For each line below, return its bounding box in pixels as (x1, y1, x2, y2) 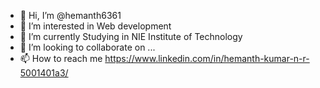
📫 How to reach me (19, 53, 103, 64)
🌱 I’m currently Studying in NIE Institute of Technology (19, 31, 243, 42)
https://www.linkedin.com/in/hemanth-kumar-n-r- (104, 53, 310, 64)
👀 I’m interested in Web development (19, 20, 172, 32)
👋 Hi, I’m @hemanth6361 (19, 10, 122, 21)
